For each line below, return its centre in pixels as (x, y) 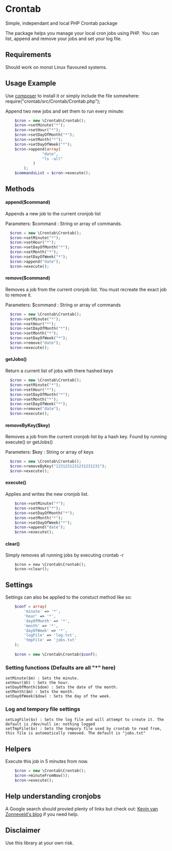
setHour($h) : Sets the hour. (38, 683)
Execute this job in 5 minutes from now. (47, 762)
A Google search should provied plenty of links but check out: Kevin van (82, 809)
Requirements (28, 55)
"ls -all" (52, 159)
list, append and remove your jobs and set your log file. (64, 39)
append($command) (28, 202)
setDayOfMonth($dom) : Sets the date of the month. (62, 687)
